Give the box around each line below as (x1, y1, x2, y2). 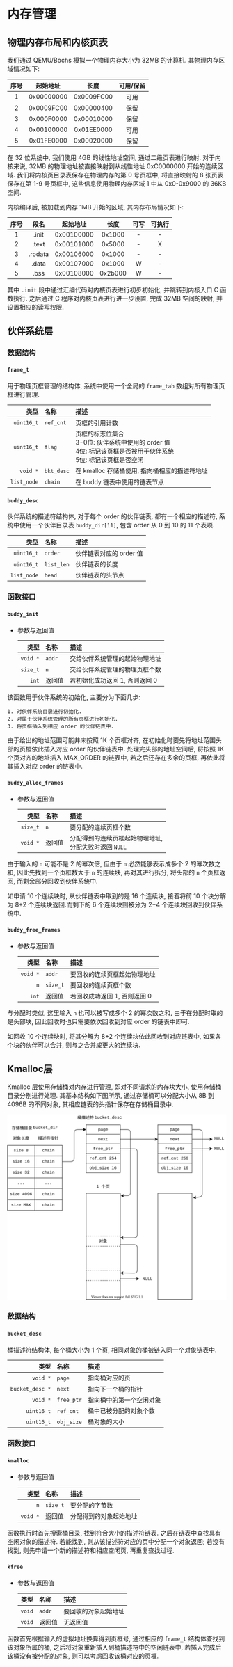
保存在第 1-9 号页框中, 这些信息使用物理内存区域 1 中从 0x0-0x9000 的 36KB (7, 180, 227, 188)
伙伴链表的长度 (75, 560, 118, 568)
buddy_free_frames (7, 927, 61, 934)
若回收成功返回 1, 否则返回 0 (70, 992, 152, 1000)
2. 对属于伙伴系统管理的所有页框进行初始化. (7, 715, 118, 722)
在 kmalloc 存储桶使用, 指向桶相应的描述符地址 (75, 467, 208, 475)
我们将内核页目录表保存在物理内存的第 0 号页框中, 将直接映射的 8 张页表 (16, 171, 224, 180)
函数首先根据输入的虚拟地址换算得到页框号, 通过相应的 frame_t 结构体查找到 (7, 1634, 225, 1643)
